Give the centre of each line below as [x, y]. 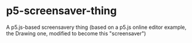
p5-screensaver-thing [62, 11]
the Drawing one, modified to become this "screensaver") [76, 33]
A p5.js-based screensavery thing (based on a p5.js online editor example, [96, 27]
